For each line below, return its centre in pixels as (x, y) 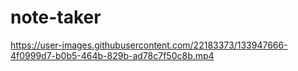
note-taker (56, 17)
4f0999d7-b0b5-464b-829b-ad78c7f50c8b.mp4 (112, 55)
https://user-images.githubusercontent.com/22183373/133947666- (149, 45)
